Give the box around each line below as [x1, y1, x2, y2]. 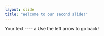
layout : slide [5, 7, 35, 12]
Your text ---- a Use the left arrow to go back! [5, 25, 99, 31]
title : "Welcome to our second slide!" [5, 12, 88, 17]
